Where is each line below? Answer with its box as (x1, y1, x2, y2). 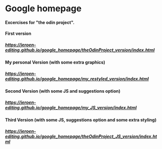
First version (5, 30, 32, 37)
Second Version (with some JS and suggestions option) (5, 88, 121, 94)
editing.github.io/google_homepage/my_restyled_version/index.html (5, 75, 149, 81)
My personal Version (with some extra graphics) (5, 59, 105, 65)
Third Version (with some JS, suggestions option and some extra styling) (5, 117, 157, 123)
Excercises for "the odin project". (5, 19, 75, 25)
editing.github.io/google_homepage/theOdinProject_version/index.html (5, 47, 155, 53)
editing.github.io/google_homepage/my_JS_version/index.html (5, 104, 137, 110)
